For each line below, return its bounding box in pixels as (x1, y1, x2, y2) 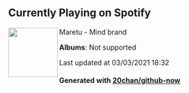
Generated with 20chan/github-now (59, 76, 181, 85)
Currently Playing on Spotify (8, 6, 152, 20)
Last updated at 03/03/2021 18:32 (59, 58, 170, 67)
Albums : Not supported (59, 43, 137, 52)
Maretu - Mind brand (59, 27, 127, 36)
